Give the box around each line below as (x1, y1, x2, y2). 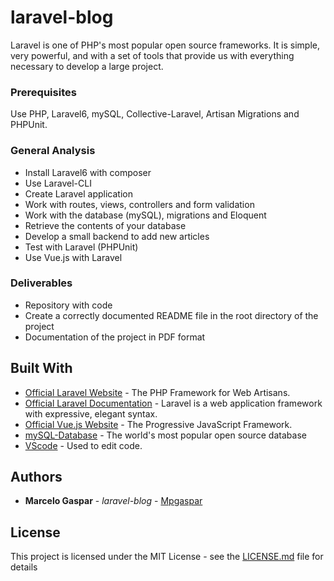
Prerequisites (10, 85, 77, 99)
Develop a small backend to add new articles (24, 230, 210, 242)
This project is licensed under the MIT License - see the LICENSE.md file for (10, 551, 324, 563)
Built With (10, 360, 73, 377)
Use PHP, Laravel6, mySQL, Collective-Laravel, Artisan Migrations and (10, 108, 300, 120)
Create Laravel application (24, 187, 133, 200)
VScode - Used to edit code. (24, 439, 143, 451)
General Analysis (10, 144, 96, 158)
